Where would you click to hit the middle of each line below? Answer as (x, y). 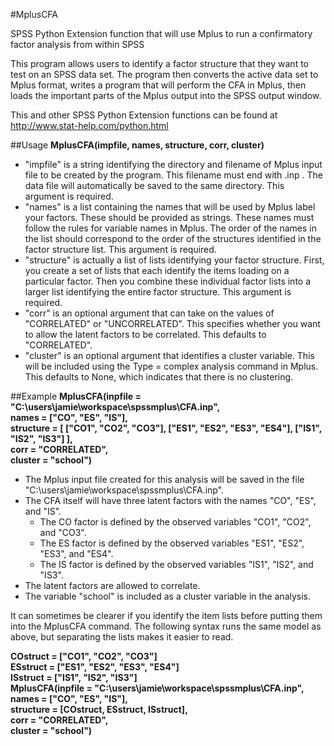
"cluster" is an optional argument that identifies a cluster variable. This (169, 355)
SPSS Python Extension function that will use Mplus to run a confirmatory (161, 33)
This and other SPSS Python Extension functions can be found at (144, 115)
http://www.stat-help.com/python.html (89, 125)
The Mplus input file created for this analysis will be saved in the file (164, 479)
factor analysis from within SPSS (77, 44)
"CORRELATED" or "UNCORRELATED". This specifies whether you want (172, 323)
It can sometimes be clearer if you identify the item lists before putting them (166, 615)
